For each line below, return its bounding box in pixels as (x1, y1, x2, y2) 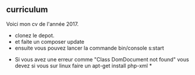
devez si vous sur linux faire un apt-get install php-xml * (14, 62, 152, 69)
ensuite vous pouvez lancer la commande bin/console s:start (14, 44, 165, 51)
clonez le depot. (14, 32, 55, 39)
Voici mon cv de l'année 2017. (6, 20, 79, 27)
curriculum (6, 5, 48, 15)
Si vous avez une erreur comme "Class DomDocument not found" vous (14, 56, 189, 63)
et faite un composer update (14, 38, 84, 45)
